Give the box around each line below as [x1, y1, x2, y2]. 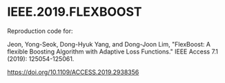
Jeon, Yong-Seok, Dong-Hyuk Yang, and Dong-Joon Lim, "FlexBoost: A [7, 40, 211, 48]
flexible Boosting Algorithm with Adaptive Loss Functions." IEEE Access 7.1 [7, 47, 219, 56]
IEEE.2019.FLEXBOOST [7, 4, 142, 20]
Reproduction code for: [7, 27, 73, 35]
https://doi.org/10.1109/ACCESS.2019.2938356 [7, 68, 139, 76]
